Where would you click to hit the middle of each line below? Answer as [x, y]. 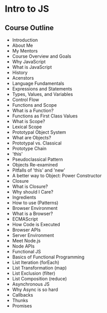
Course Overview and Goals [42, 56]
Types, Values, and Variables [43, 94]
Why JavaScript [29, 62]
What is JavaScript [32, 67]
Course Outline [29, 28]
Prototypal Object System [39, 132]
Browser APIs [26, 230]
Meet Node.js [26, 241]
